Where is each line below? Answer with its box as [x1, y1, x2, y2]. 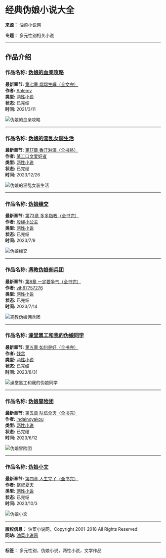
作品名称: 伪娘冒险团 [5, 397, 54, 404]
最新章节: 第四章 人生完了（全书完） [5, 476, 79, 482]
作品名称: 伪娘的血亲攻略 [5, 69, 64, 76]
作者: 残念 [5, 350, 26, 356]
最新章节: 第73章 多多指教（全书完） [5, 213, 79, 219]
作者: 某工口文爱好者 [5, 153, 47, 159]
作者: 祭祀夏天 [5, 482, 34, 488]
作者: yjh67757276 [5, 284, 43, 290]
